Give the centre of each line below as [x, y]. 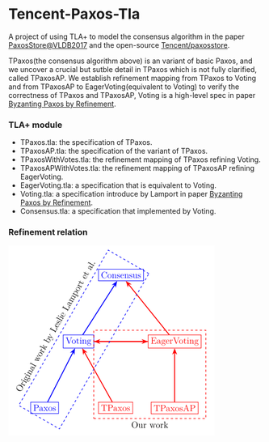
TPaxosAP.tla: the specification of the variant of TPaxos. [114, 151]
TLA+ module [36, 125]
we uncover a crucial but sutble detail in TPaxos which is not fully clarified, [132, 69]
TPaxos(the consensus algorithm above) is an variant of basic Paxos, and [130, 61]
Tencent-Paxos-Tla [74, 14]
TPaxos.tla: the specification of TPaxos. [86, 142]
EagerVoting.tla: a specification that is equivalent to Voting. [118, 185]
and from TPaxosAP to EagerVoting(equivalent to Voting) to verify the [124, 87]
